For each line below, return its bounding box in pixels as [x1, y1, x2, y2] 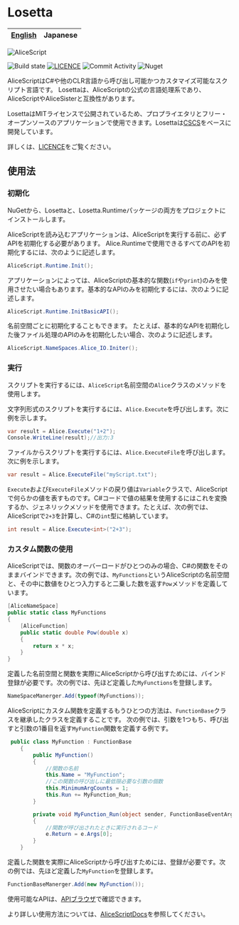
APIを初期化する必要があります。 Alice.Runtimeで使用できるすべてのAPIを [7, 239, 224, 247]
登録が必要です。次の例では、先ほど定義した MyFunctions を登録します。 [7, 678, 216, 687]
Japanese [43, 30, 78, 40]
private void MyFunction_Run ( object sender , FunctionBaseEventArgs [33, 810, 237, 818]
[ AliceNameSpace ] [7, 603, 59, 610]
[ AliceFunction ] [20, 622, 69, 629]
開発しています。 [7, 127, 57, 135]
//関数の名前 [45, 765, 79, 772]
